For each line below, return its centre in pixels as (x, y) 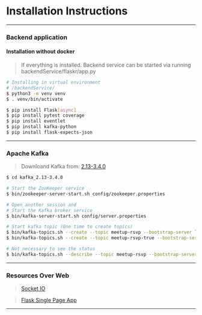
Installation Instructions (67, 11)
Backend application (37, 37)
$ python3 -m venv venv (36, 93)
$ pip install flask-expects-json (50, 133)
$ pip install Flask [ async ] (41, 110)
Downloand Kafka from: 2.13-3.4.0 (63, 167)
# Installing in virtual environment (54, 82)
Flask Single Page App (49, 300)
